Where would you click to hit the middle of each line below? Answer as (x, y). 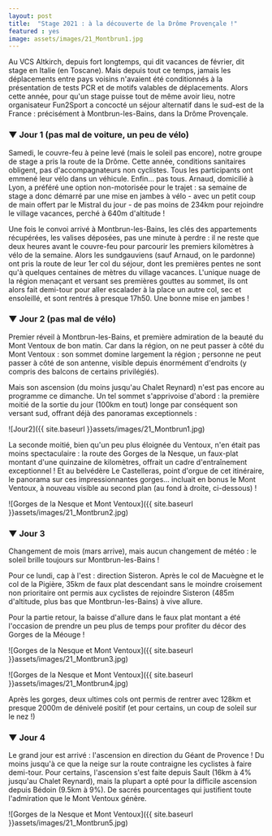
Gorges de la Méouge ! (47, 635)
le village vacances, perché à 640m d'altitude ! (86, 213)
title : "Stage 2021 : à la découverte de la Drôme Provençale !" (123, 24)
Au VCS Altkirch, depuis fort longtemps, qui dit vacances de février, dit (127, 62)
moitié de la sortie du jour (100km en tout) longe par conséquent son (123, 405)
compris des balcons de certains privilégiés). (84, 371)
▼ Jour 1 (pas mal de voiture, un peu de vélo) (99, 135)
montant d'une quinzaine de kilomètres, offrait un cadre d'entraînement (128, 462)
